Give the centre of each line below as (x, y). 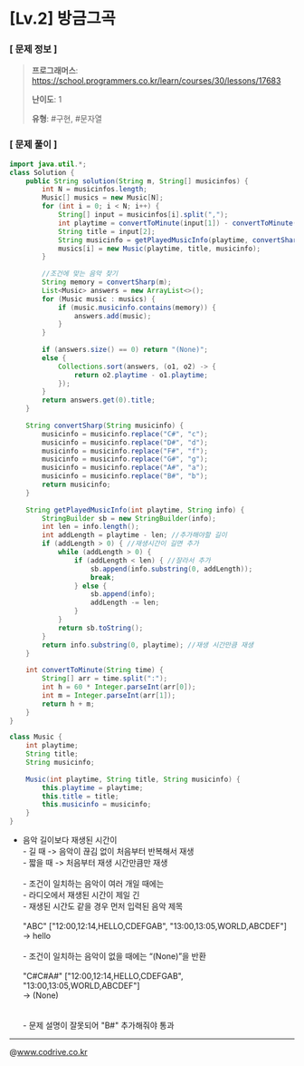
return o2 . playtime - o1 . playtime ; (141, 375)
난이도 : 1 (47, 100)
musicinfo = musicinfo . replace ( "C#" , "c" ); (125, 434)
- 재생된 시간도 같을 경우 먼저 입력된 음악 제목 (103, 906)
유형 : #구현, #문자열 (66, 119)
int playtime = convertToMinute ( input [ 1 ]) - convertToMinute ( (177, 223)
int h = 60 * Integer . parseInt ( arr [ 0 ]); (119, 687)
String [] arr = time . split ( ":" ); (105, 679)
